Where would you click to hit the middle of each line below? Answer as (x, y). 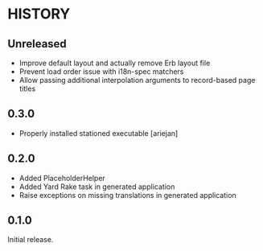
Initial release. (31, 240)
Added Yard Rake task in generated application (97, 187)
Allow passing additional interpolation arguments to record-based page (137, 80)
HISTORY (39, 14)
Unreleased (37, 44)
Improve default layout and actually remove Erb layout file (115, 63)
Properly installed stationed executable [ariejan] (99, 133)
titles (27, 88)
